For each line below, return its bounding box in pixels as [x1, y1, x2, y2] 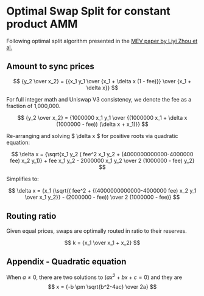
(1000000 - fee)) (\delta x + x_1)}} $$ [55, 120, 149, 128]
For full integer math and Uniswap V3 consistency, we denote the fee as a [6, 95, 192, 103]
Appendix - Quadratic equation [6, 256, 127, 267]
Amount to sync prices [6, 61, 94, 72]
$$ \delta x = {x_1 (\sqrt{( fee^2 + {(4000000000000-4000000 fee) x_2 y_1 [8, 187, 197, 194]
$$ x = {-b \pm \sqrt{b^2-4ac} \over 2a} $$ [47, 283, 157, 291]
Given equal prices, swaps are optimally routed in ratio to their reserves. [6, 227, 187, 235]
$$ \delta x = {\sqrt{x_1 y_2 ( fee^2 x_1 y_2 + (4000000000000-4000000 [11, 150, 194, 157]
